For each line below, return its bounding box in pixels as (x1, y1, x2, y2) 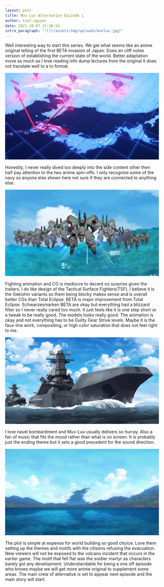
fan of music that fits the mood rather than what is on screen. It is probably (5, 434, 156, 440)
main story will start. (5, 576, 46, 583)
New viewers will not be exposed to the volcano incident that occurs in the (5, 550, 155, 556)
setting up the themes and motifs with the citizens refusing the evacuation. (5, 546, 155, 551)
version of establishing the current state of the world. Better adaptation (5, 53, 148, 59)
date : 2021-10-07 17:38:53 (5, 23, 60, 28)
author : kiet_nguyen (5, 18, 47, 23)
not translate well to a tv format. (5, 63, 69, 69)
